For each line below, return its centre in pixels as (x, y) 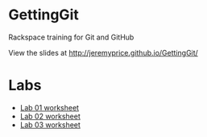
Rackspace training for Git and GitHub (71, 37)
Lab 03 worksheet (50, 125)
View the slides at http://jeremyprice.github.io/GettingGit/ (103, 52)
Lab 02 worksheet (50, 116)
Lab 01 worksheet (49, 107)
